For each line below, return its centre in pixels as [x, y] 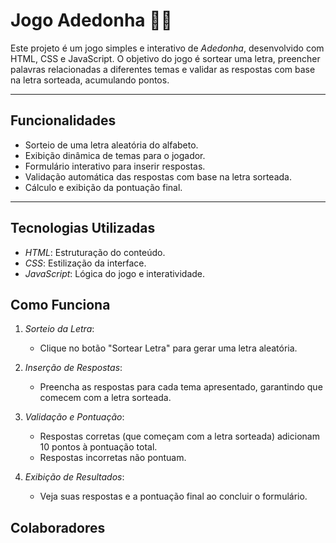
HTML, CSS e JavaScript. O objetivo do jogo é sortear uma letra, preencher [165, 58]
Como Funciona [60, 304]
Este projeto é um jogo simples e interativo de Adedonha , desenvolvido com [167, 48]
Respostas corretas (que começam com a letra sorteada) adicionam [179, 436]
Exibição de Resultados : [74, 477]
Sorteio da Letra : [59, 329]
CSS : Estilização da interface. [85, 263]
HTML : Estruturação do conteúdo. [95, 252]
